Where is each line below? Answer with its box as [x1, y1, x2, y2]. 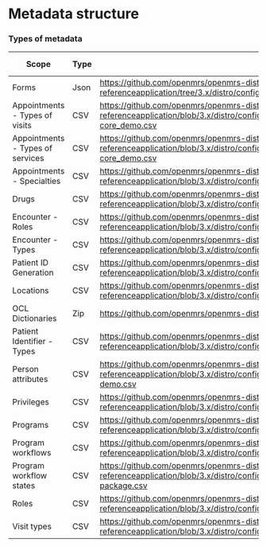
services [12, 153, 44, 164]
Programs [12, 420, 49, 431]
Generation [12, 268, 54, 279]
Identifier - [12, 336, 53, 347]
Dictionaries [12, 313, 57, 324]
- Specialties [12, 176, 61, 187]
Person [12, 364, 39, 375]
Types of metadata [8, 33, 83, 45]
